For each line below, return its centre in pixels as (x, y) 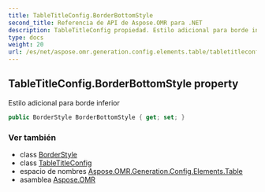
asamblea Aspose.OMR (58, 179)
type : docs (26, 37)
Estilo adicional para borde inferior (64, 102)
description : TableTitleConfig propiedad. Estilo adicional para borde (128, 30)
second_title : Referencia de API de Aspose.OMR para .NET (105, 23)
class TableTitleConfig (56, 163)
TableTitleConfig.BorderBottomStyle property (123, 84)
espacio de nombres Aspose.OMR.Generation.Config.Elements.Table (131, 171)
